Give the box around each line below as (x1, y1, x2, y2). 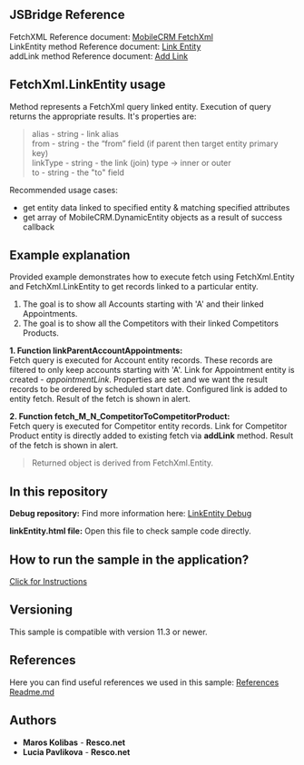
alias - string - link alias (31, 128, 120, 139)
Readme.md (9, 686, 54, 697)
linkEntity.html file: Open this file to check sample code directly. (9, 525, 251, 536)
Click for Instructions (9, 576, 88, 587)
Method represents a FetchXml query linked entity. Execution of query (9, 101, 272, 112)
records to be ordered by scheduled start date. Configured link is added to (9, 384, 288, 395)
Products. (22, 328, 59, 338)
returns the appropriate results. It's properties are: (9, 111, 197, 122)
